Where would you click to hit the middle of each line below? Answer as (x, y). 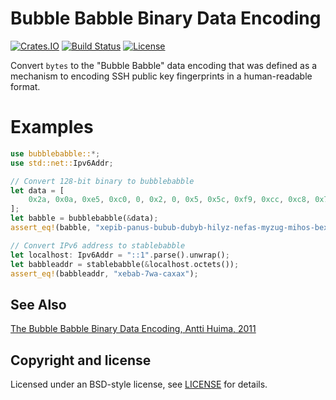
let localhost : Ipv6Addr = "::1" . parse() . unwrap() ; (120, 255)
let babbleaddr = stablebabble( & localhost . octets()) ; (125, 264)
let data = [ (37, 190)
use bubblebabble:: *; (55, 153)
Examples (52, 127)
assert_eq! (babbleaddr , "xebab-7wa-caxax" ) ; (104, 273)
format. (25, 86)
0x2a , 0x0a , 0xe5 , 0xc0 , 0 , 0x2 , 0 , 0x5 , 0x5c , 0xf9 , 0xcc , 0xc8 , (170, 200)
